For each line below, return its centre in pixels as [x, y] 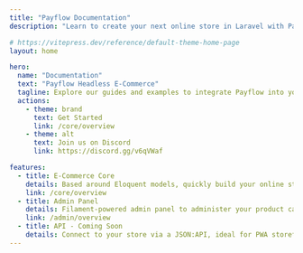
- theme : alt [50, 135]
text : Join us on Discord [82, 143]
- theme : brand [54, 109]
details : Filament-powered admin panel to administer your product [155, 210]
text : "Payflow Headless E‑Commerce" [88, 84]
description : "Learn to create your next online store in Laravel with [147, 26]
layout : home [34, 51]
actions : [34, 100]
